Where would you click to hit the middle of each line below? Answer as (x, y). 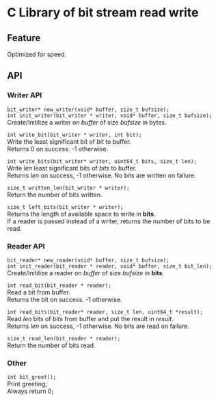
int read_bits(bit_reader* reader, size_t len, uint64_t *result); (105, 312)
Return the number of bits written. (55, 194)
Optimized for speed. (37, 54)
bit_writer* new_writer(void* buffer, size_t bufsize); (88, 110)
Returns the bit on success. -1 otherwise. (65, 299)
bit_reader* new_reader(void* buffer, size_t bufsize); (88, 260)
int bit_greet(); (32, 377)
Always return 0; (30, 391)
